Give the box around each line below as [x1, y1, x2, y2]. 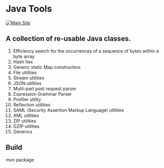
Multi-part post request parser [13, 86, 76, 92]
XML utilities [13, 112, 39, 118]
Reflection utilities [13, 102, 51, 108]
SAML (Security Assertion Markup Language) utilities [13, 107, 125, 113]
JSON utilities [13, 80, 42, 86]
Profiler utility [13, 96, 42, 102]
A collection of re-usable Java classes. [6, 34, 131, 43]
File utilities [13, 69, 37, 75]
